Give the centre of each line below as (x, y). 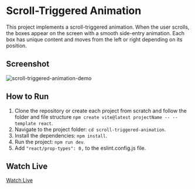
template (25, 123)
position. (17, 46)
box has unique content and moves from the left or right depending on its (94, 39)
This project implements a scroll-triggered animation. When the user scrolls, (98, 27)
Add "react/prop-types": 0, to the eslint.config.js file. (80, 148)
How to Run (28, 97)
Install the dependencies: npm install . (61, 135)
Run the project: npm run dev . (50, 142)
